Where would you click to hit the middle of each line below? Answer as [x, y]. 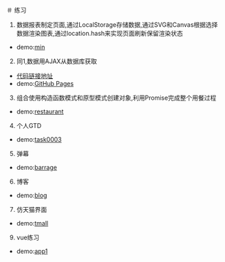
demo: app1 [32, 251]
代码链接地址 [34, 76]
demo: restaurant [40, 111]
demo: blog [32, 195]
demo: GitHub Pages [45, 84]
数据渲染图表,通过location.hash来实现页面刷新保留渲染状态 [100, 33]
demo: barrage [37, 167]
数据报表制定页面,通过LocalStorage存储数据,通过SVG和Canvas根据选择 [117, 25]
